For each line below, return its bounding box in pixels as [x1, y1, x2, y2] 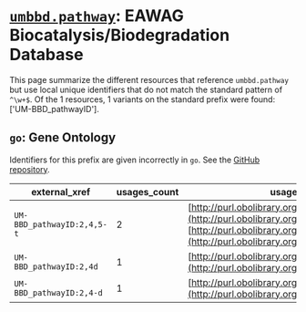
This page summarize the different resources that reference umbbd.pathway [9, 74, 290, 85]
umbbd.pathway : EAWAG [9, 5, 184, 26]
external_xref [31, 185, 91, 198]
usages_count [116, 185, 179, 198]
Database [9, 45, 84, 65]
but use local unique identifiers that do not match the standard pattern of [9, 84, 283, 95]
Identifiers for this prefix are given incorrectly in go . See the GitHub [9, 154, 260, 165]
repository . [9, 163, 50, 174]
